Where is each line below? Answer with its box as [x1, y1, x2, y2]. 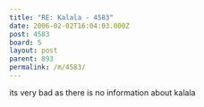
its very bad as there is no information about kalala [9, 86, 196, 98]
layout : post [9, 46, 58, 55]
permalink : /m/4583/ [9, 63, 87, 72]
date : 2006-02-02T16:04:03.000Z [9, 21, 130, 30]
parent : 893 [9, 54, 54, 63]
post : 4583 [9, 29, 50, 38]
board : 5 [9, 37, 42, 47]
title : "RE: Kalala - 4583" [9, 12, 115, 22]
